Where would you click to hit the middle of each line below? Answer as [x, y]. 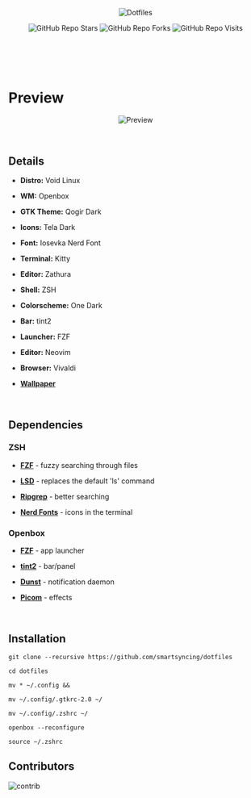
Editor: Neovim [45, 353]
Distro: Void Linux [50, 181]
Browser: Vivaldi [48, 368]
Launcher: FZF [45, 337]
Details [26, 161]
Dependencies [46, 425]
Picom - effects [46, 598]
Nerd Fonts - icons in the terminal [76, 512]
